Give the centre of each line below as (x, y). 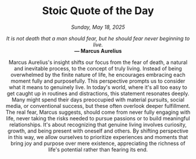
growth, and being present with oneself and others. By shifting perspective (98, 131)
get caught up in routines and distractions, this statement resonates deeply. (98, 93)
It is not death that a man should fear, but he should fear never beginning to (98, 38)
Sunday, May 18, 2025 (98, 27)
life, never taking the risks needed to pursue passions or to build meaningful (98, 118)
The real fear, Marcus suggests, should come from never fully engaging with (98, 112)
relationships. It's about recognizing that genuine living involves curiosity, (98, 124)
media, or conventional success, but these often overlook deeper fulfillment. (98, 106)
